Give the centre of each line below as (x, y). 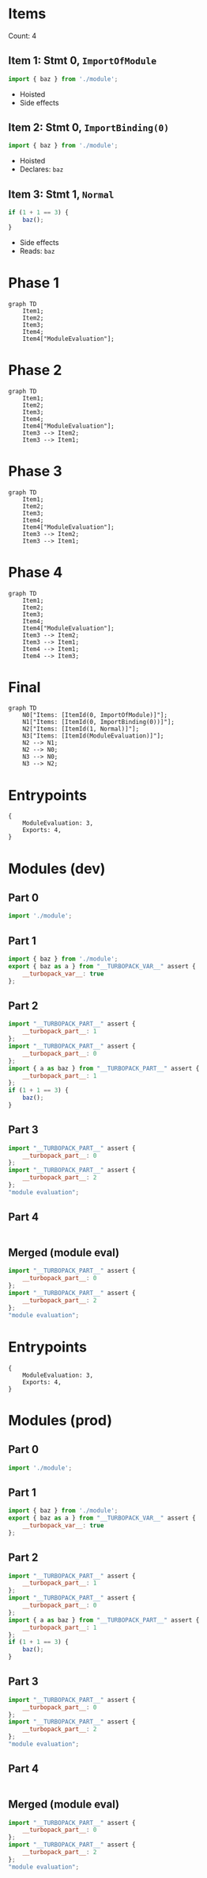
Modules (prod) (60, 1420)
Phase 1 (34, 283)
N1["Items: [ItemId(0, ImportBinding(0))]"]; (99, 722)
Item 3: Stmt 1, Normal (61, 194)
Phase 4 (36, 572)
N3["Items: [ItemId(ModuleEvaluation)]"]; (93, 736)
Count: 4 (23, 36)
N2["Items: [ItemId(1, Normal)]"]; (81, 729)
